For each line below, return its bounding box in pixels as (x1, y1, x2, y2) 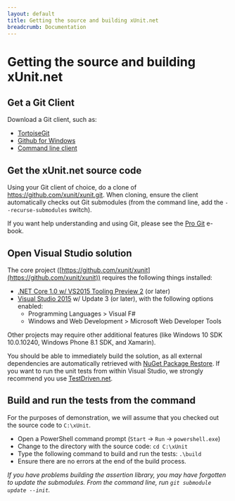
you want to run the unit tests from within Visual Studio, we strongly (7, 367, 204, 375)
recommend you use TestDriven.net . (7, 374, 113, 383)
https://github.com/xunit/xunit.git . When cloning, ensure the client (7, 191, 198, 199)
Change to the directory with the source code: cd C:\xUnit (17, 442, 188, 450)
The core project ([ (7, 266, 62, 274)
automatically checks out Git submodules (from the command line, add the (7, 198, 224, 206)
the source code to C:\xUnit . (7, 421, 91, 429)
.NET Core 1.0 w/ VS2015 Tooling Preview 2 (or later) (17, 287, 171, 295)
